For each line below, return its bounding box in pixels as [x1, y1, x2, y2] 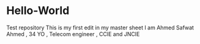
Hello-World [6, 4, 70, 18]
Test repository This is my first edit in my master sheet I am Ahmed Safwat [6, 24, 194, 31]
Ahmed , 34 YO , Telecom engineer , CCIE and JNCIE [6, 30, 140, 37]
